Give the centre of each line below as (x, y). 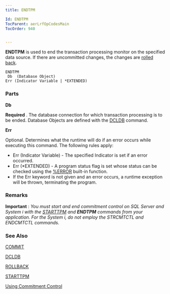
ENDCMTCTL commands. (32, 222)
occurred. (23, 160)
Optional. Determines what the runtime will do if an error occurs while (78, 140)
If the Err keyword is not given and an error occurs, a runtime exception (88, 177)
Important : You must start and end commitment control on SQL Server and (85, 206)
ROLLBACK (17, 267)
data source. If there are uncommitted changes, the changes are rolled (79, 57)
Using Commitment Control (34, 286)
